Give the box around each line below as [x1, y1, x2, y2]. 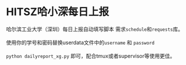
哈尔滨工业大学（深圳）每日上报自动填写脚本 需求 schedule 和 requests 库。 [6, 26, 184, 32]
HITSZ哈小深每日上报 [6, 5, 110, 19]
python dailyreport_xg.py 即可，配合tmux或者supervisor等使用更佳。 [6, 52, 175, 59]
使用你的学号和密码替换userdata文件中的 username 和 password [6, 39, 155, 46]
